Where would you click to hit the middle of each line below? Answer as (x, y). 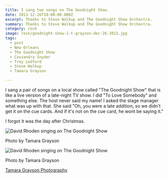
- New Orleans (24, 48)
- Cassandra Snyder (30, 57)
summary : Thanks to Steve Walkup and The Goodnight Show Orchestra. (79, 24)
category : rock (21, 29)
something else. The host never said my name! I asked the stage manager (82, 101)
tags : (11, 38)
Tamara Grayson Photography (36, 170)
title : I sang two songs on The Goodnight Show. (57, 10)
